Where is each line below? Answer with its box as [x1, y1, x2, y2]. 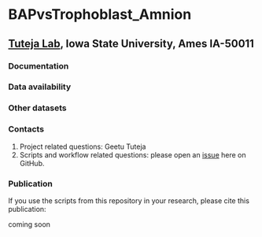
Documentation [8, 61, 69, 72]
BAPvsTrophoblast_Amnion [8, 6, 192, 24]
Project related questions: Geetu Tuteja [19, 142, 146, 151]
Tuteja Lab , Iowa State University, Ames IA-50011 [8, 37, 254, 50]
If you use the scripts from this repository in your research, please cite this [8, 195, 250, 206]
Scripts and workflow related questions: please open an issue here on [19, 150, 246, 159]
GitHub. [19, 158, 45, 168]
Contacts [8, 124, 45, 135]
